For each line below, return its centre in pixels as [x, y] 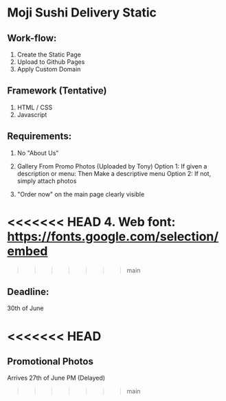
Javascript [32, 114]
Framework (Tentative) [57, 91]
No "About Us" [38, 153]
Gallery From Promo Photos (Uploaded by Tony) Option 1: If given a [112, 166]
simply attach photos [47, 181]
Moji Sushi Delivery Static [82, 13]
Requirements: [39, 137]
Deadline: [28, 291]
